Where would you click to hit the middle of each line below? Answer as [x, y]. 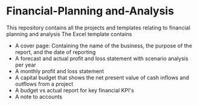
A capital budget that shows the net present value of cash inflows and [102, 77]
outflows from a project [44, 84]
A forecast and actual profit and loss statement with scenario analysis [102, 58]
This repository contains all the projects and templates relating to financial [98, 28]
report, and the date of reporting [55, 52]
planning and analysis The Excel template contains [69, 34]
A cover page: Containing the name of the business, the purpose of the [104, 46]
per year [25, 65]
